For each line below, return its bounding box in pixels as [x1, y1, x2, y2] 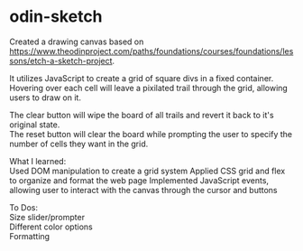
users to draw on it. [9, 92, 81, 103]
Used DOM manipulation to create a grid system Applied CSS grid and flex [9, 165, 286, 176]
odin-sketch [9, 6, 103, 27]
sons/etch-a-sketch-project [9, 55, 113, 66]
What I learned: [9, 155, 67, 166]
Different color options [9, 221, 93, 232]
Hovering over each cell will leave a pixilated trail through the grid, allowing [9, 82, 289, 93]
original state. [9, 119, 60, 130]
